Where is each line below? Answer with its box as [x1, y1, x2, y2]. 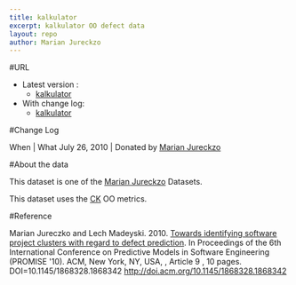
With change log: [21, 99, 85, 109]
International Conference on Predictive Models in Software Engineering [9, 247, 270, 257]
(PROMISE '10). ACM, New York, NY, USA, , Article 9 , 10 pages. [9, 257, 243, 267]
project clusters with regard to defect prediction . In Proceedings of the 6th [9, 237, 282, 249]
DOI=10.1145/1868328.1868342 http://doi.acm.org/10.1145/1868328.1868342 [9, 265, 287, 276]
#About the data [9, 159, 69, 170]
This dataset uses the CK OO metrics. [9, 194, 148, 204]
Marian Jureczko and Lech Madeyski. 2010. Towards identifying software [9, 228, 277, 239]
